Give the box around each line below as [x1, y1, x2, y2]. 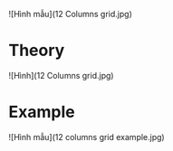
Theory [8, 41, 65, 61]
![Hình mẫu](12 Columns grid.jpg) [8, 9, 132, 19]
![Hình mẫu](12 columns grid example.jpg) [8, 131, 165, 142]
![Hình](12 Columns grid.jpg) [8, 70, 114, 80]
